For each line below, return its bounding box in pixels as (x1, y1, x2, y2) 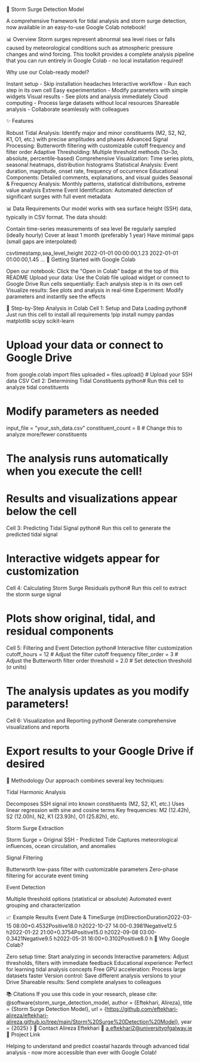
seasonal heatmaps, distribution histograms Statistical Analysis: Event (6, 161, 178, 168)
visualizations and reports (6, 723, 70, 731)
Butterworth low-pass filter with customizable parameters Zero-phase (6, 865, 179, 873)
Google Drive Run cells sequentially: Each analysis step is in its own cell (6, 280, 183, 287)
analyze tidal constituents (6, 384, 69, 391)
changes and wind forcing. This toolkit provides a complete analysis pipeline (6, 51, 194, 58)
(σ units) (6, 663, 27, 671)
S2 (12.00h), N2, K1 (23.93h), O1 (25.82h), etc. (6, 813, 120, 820)
